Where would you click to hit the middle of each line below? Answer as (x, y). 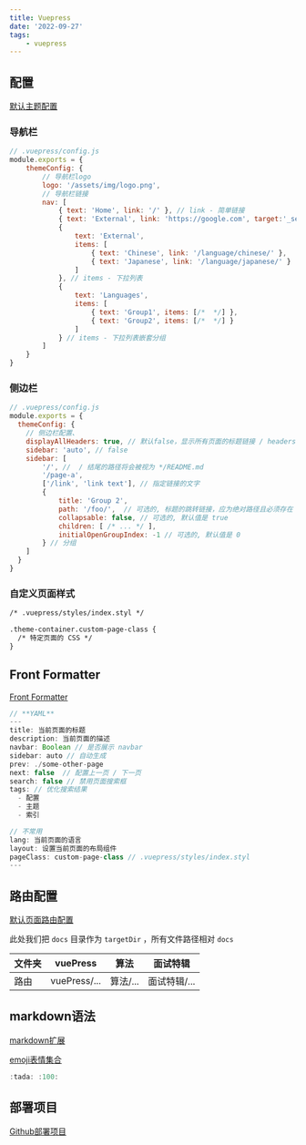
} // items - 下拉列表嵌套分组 (112, 338)
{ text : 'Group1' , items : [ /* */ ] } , (164, 312)
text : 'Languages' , (111, 296)
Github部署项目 (38, 1131)
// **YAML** (32, 713)
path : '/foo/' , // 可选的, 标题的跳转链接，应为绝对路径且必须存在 (175, 509)
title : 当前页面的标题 (48, 731)
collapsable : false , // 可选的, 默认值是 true (143, 517)
